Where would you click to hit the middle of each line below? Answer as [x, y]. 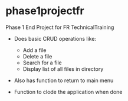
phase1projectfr [45, 11]
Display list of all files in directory [63, 69]
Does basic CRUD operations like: [55, 38]
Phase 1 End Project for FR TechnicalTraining [60, 27]
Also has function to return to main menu [64, 80]
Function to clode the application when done [68, 92]
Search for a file [42, 63]
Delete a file [37, 56]
